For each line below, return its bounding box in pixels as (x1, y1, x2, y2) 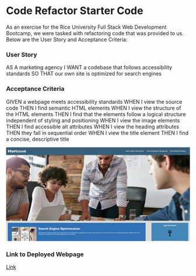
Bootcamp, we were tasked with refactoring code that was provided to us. (6, 29, 184, 36)
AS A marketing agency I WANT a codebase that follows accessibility (6, 64, 173, 71)
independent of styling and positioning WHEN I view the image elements (6, 117, 180, 124)
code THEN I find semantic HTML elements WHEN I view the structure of (6, 104, 181, 111)
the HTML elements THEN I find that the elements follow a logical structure (6, 110, 186, 118)
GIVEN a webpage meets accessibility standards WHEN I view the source (6, 98, 183, 105)
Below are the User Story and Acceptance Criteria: (6, 36, 128, 43)
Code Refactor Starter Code (6, 4, 143, 18)
